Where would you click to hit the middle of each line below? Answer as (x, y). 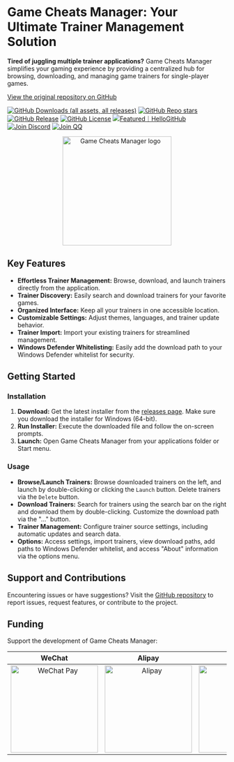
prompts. (30, 434)
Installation (27, 396)
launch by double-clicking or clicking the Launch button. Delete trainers (119, 489)
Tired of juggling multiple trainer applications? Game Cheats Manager (110, 61)
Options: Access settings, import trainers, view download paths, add (116, 541)
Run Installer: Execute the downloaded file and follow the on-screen (116, 426)
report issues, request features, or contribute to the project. (93, 602)
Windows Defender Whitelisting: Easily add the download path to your (120, 347)
